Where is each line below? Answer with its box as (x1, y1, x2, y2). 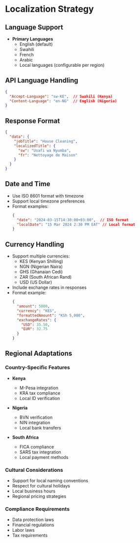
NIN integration (19, 419, 50, 426)
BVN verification (19, 414, 53, 420)
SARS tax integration (19, 449, 61, 455)
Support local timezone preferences (12, 198, 85, 204)
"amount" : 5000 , (17, 304, 50, 309)
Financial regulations (12, 522, 54, 528)
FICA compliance (19, 444, 54, 450)
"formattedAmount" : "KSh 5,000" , (17, 313, 85, 318)
